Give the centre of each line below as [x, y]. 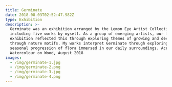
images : [14, 58]
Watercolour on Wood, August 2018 [47, 53]
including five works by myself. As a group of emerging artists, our [87, 34]
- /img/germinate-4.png [35, 77]
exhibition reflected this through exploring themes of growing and [84, 39]
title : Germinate [24, 10]
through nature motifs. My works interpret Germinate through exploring [89, 43]
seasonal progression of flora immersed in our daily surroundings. [84, 48]
